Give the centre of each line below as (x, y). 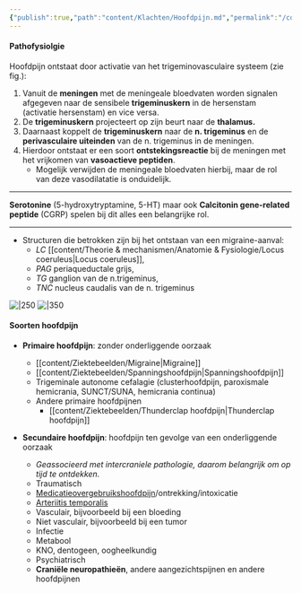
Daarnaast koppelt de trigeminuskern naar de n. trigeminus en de (145, 131)
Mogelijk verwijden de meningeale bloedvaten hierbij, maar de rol (156, 169)
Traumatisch (59, 484)
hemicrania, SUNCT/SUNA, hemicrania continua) (126, 392)
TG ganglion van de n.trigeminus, (97, 278)
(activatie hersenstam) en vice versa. (90, 112)
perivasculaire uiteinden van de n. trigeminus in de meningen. (138, 141)
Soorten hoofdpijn (44, 326)
